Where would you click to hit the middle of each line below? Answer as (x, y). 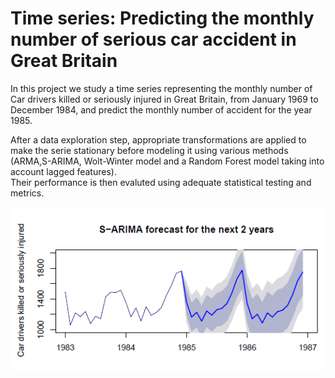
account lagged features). (63, 171)
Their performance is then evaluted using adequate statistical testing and (161, 182)
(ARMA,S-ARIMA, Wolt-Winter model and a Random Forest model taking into (167, 161)
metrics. (27, 193)
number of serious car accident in (153, 39)
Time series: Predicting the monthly (162, 18)
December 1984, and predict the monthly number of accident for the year (161, 109)
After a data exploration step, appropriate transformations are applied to (158, 139)
